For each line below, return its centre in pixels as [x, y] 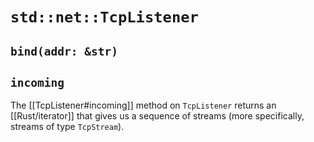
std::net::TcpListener [104, 17]
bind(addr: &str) [64, 51]
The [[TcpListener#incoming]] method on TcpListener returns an [143, 105]
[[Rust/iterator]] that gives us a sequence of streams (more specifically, [157, 116]
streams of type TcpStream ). [67, 127]
